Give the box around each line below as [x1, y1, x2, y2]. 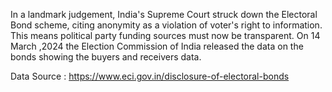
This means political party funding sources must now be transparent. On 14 [10, 30, 321, 41]
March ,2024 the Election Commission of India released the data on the [10, 40, 304, 52]
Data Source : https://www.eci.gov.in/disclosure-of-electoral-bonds [10, 70, 290, 82]
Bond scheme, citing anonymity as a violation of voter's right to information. [10, 19, 323, 31]
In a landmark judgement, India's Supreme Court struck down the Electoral [10, 9, 318, 20]
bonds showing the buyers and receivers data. [10, 51, 202, 63]
